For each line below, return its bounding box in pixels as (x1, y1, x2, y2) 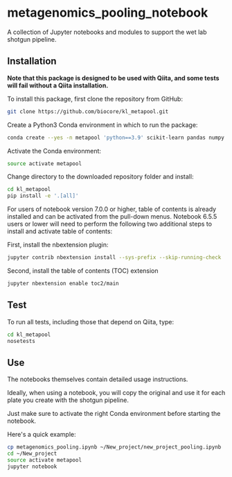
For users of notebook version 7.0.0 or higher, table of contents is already (7, 205, 217, 213)
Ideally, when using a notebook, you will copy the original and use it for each (7, 389, 226, 397)
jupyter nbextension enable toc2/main (7, 280, 119, 287)
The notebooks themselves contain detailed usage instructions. (7, 375, 188, 383)
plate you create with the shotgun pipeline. (7, 396, 130, 404)
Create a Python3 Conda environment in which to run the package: (7, 120, 198, 129)
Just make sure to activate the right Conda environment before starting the (7, 410, 221, 418)
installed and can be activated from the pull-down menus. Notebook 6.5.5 (7, 212, 217, 221)
